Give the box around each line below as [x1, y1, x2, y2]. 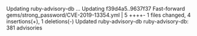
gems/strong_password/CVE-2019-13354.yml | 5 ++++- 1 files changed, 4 [6, 11, 192, 19]
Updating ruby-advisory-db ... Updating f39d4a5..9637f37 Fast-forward [6, 5, 186, 12]
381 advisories [6, 24, 42, 31]
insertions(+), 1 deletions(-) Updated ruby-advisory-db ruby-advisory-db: [6, 18, 189, 25]
